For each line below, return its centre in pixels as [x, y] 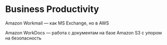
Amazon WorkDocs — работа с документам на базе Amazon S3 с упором [83, 32]
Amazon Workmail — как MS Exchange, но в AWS [57, 23]
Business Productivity [52, 9]
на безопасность [23, 38]
